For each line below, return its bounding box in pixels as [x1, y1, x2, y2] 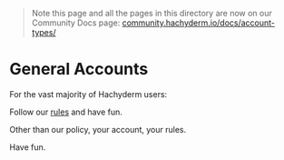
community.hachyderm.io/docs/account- [122, 17, 275, 28]
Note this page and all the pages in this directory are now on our [31, 8, 272, 18]
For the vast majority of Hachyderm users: [9, 88, 168, 99]
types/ [31, 27, 56, 37]
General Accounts [9, 59, 149, 80]
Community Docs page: [31, 17, 121, 28]
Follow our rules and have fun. [9, 106, 122, 117]
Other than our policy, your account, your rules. [9, 124, 187, 135]
